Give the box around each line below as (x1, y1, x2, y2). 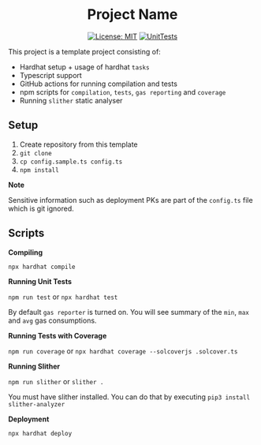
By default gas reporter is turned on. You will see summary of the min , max (8, 307, 250, 316)
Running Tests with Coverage (8, 331, 107, 340)
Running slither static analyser (19, 95, 123, 105)
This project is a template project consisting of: (8, 47, 162, 56)
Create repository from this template (19, 140, 138, 149)
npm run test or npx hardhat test (8, 292, 118, 301)
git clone (19, 149, 53, 157)
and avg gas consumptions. (8, 316, 97, 325)
